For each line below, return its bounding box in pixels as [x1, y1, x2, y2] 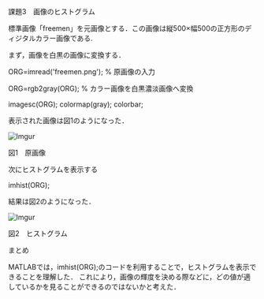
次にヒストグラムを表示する [8, 165, 99, 174]
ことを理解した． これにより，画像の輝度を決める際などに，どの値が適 [21, 272, 251, 282]
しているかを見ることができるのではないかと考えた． [8, 282, 181, 291]
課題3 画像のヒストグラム [8, 7, 96, 16]
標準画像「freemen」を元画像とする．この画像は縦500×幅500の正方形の [8, 24, 246, 33]
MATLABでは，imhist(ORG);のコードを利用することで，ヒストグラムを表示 [8, 263, 250, 271]
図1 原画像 [8, 148, 46, 157]
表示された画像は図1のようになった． [8, 116, 128, 125]
